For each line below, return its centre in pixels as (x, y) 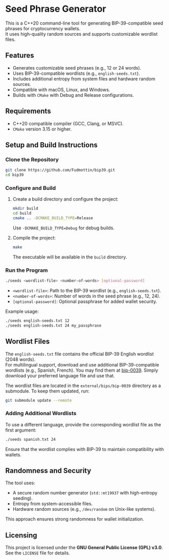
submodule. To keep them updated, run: (47, 391)
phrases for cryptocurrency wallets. (43, 28)
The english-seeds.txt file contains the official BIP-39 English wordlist (80, 354)
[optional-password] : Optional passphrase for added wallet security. (85, 301)
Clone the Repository (32, 159)
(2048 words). (20, 359)
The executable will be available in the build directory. (70, 257)
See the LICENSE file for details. (38, 553)
